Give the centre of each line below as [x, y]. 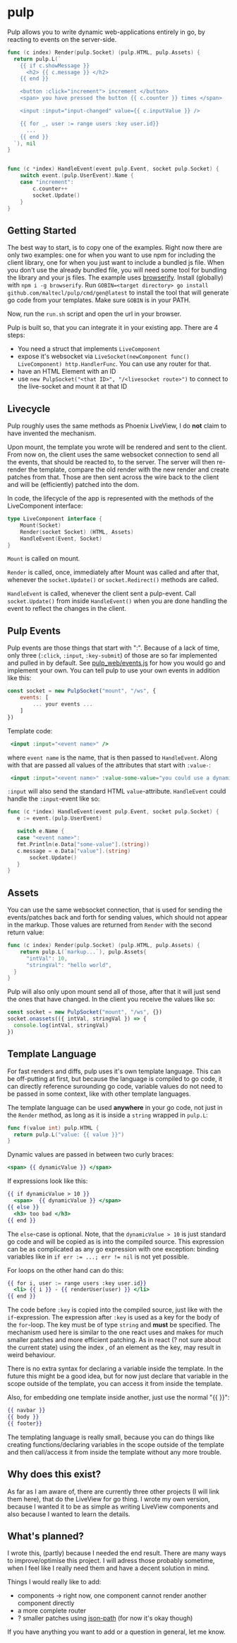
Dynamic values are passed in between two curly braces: [91, 1155]
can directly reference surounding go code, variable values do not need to [115, 1086]
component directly [46, 1603]
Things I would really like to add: [54, 1582]
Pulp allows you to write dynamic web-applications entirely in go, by [107, 32]
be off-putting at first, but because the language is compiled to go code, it [115, 1078]
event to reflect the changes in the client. [67, 609]
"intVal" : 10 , [47, 958]
